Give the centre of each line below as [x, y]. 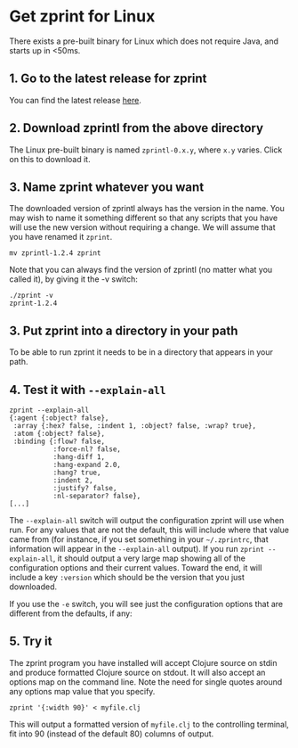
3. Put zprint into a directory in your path [124, 330]
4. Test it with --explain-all [88, 390]
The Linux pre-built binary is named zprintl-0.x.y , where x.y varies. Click [146, 150]
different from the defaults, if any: [71, 613]
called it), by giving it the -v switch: [73, 279]
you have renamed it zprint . [61, 237]
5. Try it [31, 641]
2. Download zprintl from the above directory [137, 128]
